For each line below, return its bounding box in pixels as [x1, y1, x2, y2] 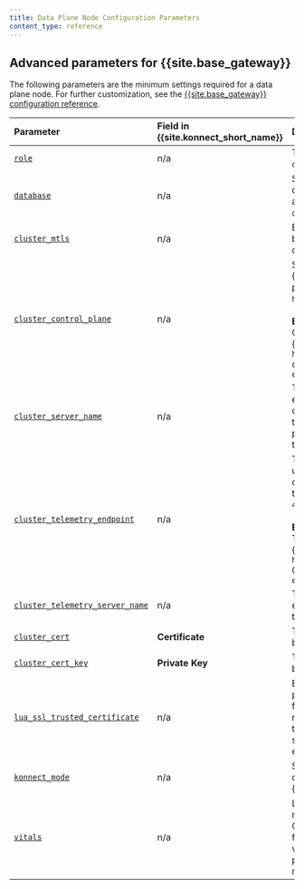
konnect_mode [14, 772, 71, 783]
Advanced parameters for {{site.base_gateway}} [9, 55, 291, 71]
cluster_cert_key [14, 658, 89, 668]
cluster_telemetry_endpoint [14, 514, 135, 525]
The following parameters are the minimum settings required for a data [9, 79, 273, 91]
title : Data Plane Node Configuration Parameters [9, 13, 201, 23]
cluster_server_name [14, 411, 102, 422]
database [14, 191, 52, 201]
